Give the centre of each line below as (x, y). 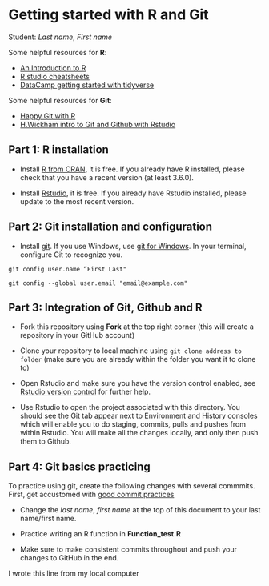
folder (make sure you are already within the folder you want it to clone (138, 359)
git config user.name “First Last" (68, 269)
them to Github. (46, 441)
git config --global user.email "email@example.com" (98, 283)
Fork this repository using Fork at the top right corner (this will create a (137, 327)
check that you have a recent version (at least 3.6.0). (107, 177)
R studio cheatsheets (54, 76)
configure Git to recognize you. (71, 255)
